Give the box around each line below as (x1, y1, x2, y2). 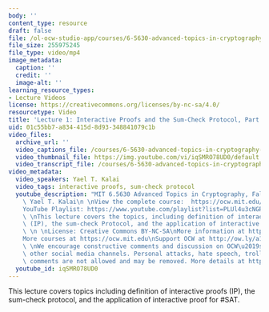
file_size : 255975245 (8, 42, 81, 50)
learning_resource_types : (8, 86, 94, 94)
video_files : (8, 130, 52, 138)
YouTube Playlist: (22, 205, 84, 213)
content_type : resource (8, 19, 88, 27)
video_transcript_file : (15, 161, 94, 169)
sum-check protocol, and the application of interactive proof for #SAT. (8, 295, 240, 305)
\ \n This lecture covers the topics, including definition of (22, 213, 235, 221)
